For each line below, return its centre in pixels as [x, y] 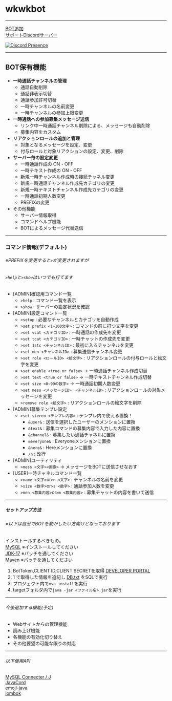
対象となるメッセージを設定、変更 [56, 144]
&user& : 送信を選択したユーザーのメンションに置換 [82, 422]
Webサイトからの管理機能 [40, 624]
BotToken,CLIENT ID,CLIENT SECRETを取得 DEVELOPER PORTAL [81, 571]
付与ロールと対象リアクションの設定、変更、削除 [72, 151]
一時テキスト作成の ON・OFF [51, 170]
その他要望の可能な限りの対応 [44, 644]
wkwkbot [26, 9]
